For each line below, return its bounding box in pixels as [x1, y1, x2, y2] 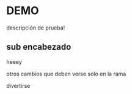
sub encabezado [6, 42, 71, 52]
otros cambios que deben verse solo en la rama [6, 70, 127, 77]
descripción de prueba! [6, 24, 65, 31]
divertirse [6, 82, 31, 89]
